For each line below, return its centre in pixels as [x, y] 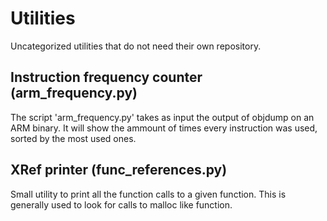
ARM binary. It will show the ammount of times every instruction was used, [164, 128]
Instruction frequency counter [106, 77]
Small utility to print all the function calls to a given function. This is [148, 194]
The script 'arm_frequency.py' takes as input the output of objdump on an [162, 117]
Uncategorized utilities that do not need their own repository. [136, 46]
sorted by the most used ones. [73, 138]
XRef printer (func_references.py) [119, 170]
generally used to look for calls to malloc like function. [121, 204]
